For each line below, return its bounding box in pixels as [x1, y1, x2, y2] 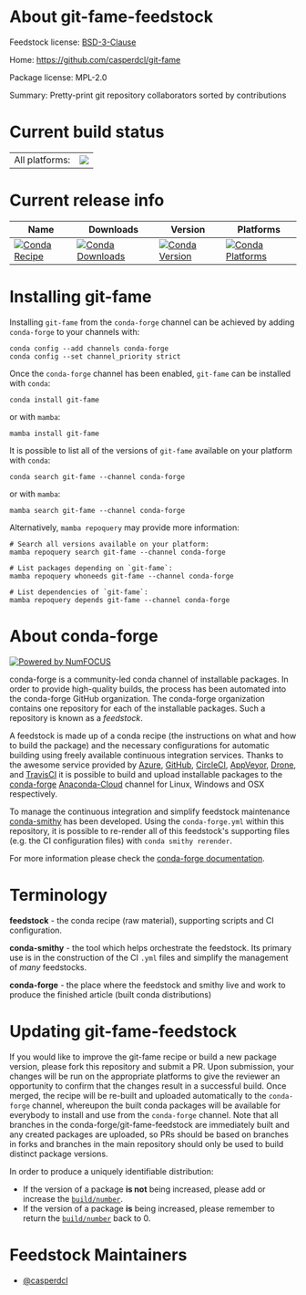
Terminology [9, 884, 107, 905]
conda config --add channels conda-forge [9, 344, 169, 353]
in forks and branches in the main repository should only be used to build [9, 1138, 284, 1149]
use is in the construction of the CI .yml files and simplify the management [9, 952, 289, 963]
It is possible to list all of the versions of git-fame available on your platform [9, 444, 293, 455]
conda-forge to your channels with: [9, 326, 140, 337]
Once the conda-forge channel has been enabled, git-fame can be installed [9, 368, 291, 379]
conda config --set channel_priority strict [9, 351, 181, 361]
